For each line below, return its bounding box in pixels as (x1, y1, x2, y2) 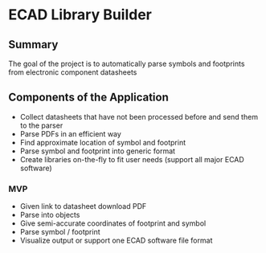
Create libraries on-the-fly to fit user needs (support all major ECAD (19, 154, 245, 164)
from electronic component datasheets (8, 67, 137, 77)
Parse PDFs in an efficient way (19, 129, 122, 138)
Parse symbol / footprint (19, 227, 100, 237)
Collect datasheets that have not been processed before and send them (19, 112, 259, 121)
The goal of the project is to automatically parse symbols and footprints (8, 59, 245, 68)
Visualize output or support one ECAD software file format (19, 235, 213, 246)
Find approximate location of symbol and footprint (19, 137, 186, 147)
